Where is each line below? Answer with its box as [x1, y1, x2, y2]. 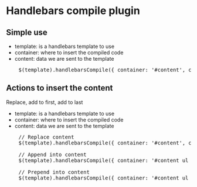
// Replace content [18, 133, 74, 140]
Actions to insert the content [6, 83, 113, 93]
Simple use [6, 27, 48, 37]
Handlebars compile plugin [6, 4, 141, 18]
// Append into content [18, 151, 87, 158]
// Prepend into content [18, 168, 90, 175]
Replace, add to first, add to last [6, 98, 83, 106]
